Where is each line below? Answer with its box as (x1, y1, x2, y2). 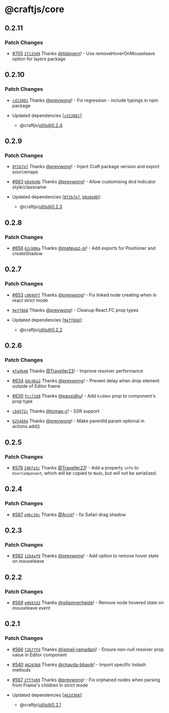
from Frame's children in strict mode (12, 682, 88, 688)
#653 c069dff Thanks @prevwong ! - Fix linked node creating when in (12, 292, 157, 298)
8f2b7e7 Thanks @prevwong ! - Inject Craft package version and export (12, 164, 160, 170)
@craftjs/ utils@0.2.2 (19, 327, 63, 333)
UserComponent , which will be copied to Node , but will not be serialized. (12, 470, 157, 476)
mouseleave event (12, 605, 51, 611)
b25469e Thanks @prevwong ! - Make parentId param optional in (12, 418, 145, 424)
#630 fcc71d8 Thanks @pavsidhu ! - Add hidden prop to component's (12, 393, 156, 399)
